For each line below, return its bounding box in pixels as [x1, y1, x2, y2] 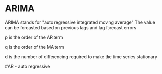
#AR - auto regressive [5, 63, 50, 69]
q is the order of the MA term [5, 44, 64, 50]
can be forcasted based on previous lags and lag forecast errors [5, 24, 137, 30]
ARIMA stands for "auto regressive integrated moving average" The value [5, 19, 155, 25]
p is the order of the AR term [5, 34, 63, 40]
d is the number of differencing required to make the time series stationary [5, 53, 158, 60]
